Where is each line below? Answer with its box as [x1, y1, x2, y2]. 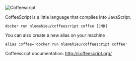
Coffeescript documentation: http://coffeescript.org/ [5, 51, 112, 56]
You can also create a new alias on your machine [5, 32, 105, 38]
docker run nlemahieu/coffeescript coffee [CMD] [5, 24, 108, 29]
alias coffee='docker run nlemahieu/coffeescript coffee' [5, 42, 128, 47]
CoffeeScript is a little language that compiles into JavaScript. [5, 14, 132, 20]
